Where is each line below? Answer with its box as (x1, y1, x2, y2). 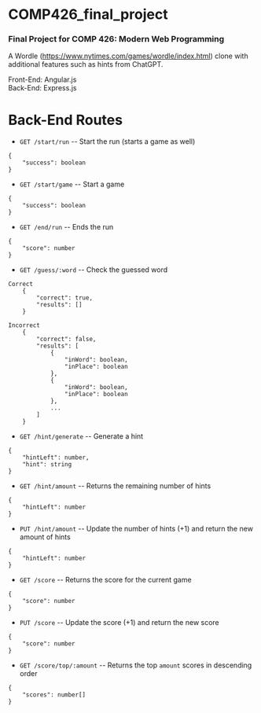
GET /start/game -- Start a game (19, 179, 125, 189)
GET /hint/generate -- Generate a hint (19, 432, 144, 441)
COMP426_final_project (8, 6, 168, 24)
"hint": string (22, 461, 72, 469)
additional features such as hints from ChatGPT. (8, 60, 164, 69)
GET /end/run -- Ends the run (19, 222, 114, 232)
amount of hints (19, 532, 71, 542)
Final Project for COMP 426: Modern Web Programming (8, 34, 225, 45)
